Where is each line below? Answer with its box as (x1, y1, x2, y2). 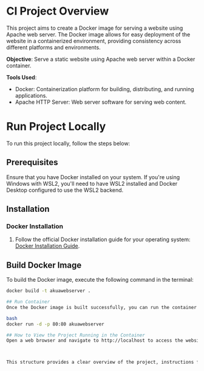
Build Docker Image (6, 260, 82, 270)
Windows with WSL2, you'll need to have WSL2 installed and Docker (6, 180, 178, 187)
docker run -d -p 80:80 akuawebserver (6, 321, 104, 327)
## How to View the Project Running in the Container (6, 332, 146, 338)
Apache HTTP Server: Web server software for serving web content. (15, 98, 187, 106)
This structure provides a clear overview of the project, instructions (6, 359, 194, 366)
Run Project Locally (6, 120, 106, 134)
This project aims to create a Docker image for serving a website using (6, 24, 183, 32)
